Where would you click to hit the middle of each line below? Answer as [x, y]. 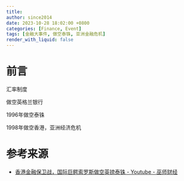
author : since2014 [29, 17]
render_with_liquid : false [40, 40]
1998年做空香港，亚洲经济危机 [44, 127]
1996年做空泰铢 [25, 114]
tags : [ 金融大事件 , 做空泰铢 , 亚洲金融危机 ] [56, 34]
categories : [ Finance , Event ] [44, 29]
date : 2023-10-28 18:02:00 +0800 [48, 23]
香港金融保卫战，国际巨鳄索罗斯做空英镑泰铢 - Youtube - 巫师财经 [96, 171]
